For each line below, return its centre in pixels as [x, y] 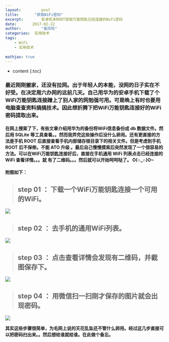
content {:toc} [27, 71]
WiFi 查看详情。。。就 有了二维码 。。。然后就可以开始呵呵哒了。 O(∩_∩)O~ [80, 160]
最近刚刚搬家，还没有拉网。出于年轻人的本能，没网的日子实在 [80, 85]
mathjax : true [20, 57]
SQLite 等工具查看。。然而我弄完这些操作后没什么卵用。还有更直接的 [85, 135]
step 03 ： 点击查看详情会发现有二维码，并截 [88, 258]
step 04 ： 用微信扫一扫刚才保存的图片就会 [84, 296]
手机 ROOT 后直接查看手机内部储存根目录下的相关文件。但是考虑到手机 [87, 141]
